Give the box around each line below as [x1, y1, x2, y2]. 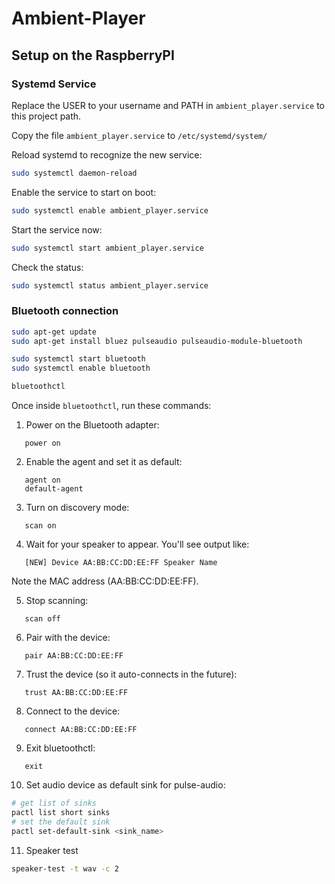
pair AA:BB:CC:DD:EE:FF [24, 651, 124, 661]
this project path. [11, 110, 82, 122]
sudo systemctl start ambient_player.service [11, 243, 204, 253]
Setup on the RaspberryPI [11, 47, 175, 64]
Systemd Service [11, 77, 97, 91]
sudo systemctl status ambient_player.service [11, 280, 209, 291]
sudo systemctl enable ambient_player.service [11, 205, 209, 216]
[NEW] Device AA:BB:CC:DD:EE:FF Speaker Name [24, 558, 218, 568]
